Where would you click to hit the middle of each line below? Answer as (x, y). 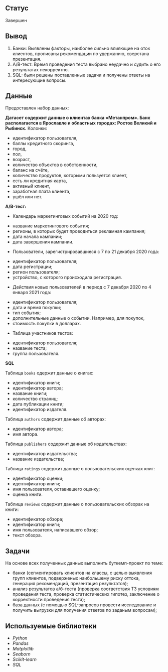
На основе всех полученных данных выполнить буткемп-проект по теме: (84, 563)
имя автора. (25, 434)
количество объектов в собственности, (55, 165)
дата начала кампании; (37, 237)
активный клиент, (31, 186)
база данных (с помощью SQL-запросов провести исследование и (84, 605)
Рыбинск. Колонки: (26, 128)
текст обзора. (27, 535)
